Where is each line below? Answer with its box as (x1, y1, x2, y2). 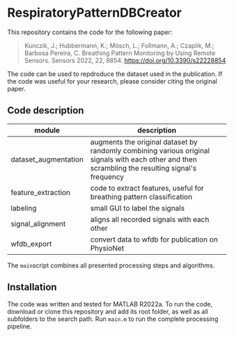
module (34, 125, 61, 135)
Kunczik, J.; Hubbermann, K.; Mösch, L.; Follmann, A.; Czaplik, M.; (24, 41, 214, 49)
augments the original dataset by (90, 137, 198, 147)
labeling (10, 203, 37, 213)
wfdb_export (10, 239, 52, 249)
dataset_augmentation (10, 155, 84, 164)
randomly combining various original (90, 146, 210, 155)
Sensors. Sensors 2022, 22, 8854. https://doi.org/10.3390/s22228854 (24, 56, 226, 64)
